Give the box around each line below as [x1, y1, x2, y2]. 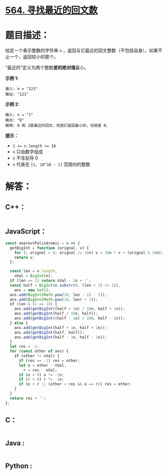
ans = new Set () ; [14, 287, 51, 293]
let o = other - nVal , [18, 363, 67, 368]
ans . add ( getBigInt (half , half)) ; [14, 330, 85, 335]
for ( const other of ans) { [10, 349, 69, 354]
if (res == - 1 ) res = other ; [18, 358, 80, 363]
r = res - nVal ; [23, 368, 58, 373]
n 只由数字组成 [12, 149, 43, 155]
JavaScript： [5, 227, 47, 235]
